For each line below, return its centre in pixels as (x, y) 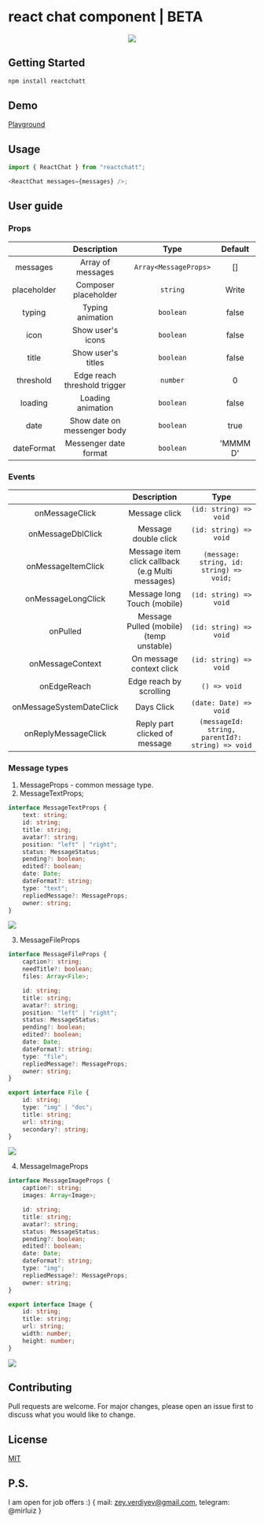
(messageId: (222, 721)
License (28, 1439)
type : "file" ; (45, 1056)
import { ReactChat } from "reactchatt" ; (77, 168)
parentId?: (222, 737)
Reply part (155, 723)
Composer (95, 285)
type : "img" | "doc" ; (57, 1107)
